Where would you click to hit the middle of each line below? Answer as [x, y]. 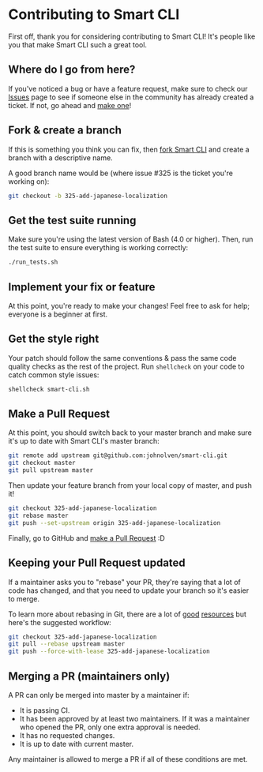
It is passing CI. [45, 710]
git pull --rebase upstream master [67, 644]
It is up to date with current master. [77, 744]
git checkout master [42, 463]
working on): [29, 181]
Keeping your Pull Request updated [97, 563]
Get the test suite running [72, 220]
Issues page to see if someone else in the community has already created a [131, 97]
